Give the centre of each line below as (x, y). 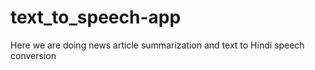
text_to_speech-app (96, 17)
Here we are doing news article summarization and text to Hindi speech (157, 45)
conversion (33, 55)
